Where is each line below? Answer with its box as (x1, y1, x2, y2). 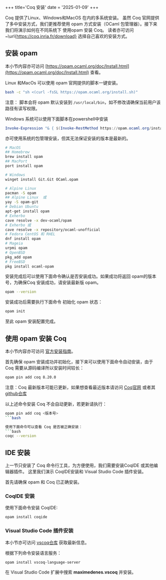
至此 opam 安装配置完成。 (5, 318, 58, 324)
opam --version (5, 289, 37, 295)
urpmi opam (5, 246, 28, 251)
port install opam (5, 163, 43, 169)
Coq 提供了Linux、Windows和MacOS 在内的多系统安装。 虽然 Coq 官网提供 (5, 15, 160, 21)
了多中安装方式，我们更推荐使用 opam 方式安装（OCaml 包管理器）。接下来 (5, 21, 158, 27)
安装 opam (5, 49, 38, 58)
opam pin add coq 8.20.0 (5, 375, 56, 380)
